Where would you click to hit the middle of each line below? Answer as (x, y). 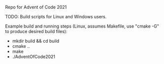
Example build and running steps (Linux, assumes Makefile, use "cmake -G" (82, 26)
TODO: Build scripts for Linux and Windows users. (56, 16)
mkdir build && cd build (36, 41)
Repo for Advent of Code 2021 (36, 7)
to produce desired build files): (36, 31)
